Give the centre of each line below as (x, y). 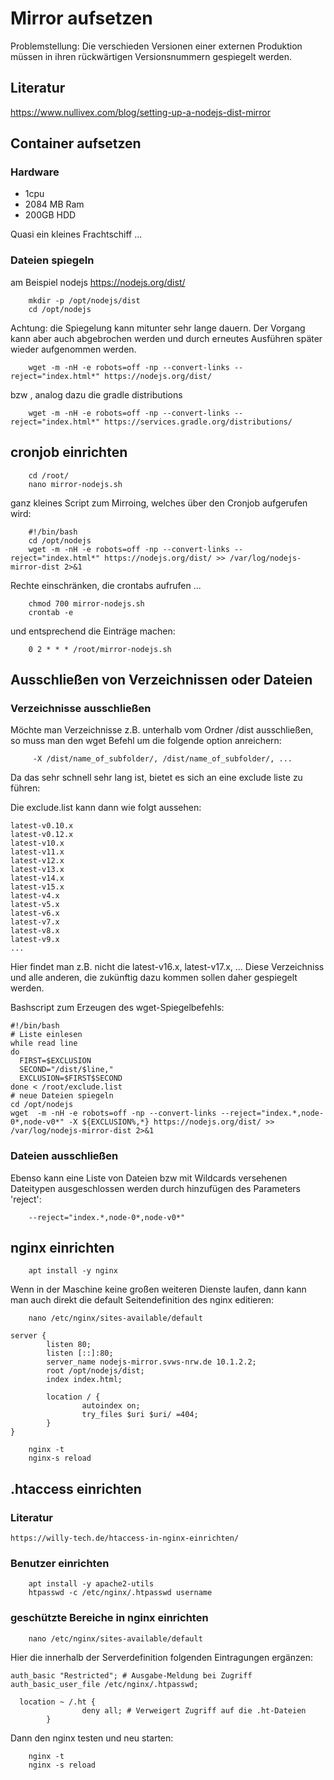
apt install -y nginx (73, 1271)
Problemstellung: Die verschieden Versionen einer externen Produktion (156, 46)
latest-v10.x (37, 843)
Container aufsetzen (76, 143)
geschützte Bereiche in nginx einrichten (109, 1618)
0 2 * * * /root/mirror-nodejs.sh (100, 649)
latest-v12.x (37, 861)
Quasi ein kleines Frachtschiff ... (76, 234)
